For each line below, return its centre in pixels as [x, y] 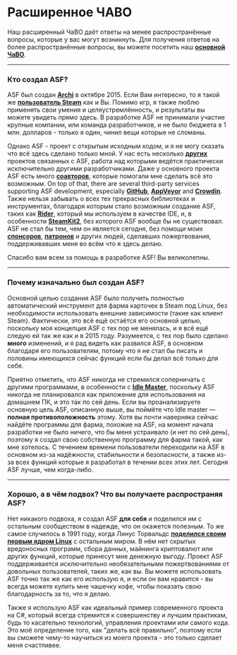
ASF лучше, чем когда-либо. [50, 469]
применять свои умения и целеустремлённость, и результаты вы [106, 110]
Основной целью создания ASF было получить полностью [96, 298]
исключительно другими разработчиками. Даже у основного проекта [114, 169]
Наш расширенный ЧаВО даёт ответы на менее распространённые [109, 32]
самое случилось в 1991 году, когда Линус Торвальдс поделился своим [117, 533]
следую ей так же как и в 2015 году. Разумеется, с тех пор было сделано [118, 335]
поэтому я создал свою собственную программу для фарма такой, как [115, 439]
